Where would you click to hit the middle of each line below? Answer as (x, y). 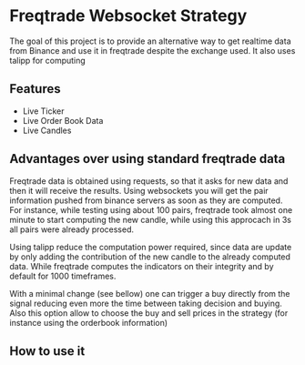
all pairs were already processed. (72, 229)
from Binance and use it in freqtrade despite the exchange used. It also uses (152, 50)
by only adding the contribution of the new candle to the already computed (150, 257)
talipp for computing (48, 60)
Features (35, 89)
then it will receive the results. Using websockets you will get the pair (139, 190)
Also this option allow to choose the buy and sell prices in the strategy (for (149, 313)
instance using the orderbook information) (89, 322)
